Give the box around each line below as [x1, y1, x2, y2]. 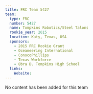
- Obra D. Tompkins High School [14, 62, 80, 67]
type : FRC [9, 16, 29, 21]
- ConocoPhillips [14, 52, 49, 58]
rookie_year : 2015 [9, 30, 47, 35]
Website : [14, 71, 32, 76]
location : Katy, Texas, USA [9, 35, 67, 40]
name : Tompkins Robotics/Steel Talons [9, 25, 89, 30]
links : [9, 67, 23, 71]
